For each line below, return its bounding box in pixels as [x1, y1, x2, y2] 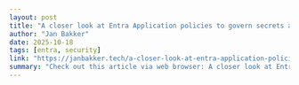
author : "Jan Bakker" [9, 29, 90, 38]
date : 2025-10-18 [9, 37, 74, 47]
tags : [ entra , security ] [9, 46, 101, 55]
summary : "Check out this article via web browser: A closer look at [9, 63, 273, 72]
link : [9, 54, 29, 63]
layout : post [9, 12, 58, 22]
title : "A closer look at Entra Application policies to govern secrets [9, 21, 285, 30]
